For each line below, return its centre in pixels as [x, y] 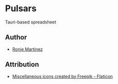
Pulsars [21, 9]
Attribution [22, 65]
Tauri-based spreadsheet [31, 22]
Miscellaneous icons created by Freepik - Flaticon [62, 76]
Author [16, 37]
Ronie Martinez [27, 49]
